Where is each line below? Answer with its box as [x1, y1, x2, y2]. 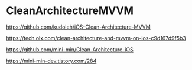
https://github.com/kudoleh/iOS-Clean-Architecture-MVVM [6, 23, 151, 30]
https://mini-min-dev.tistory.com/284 [6, 57, 97, 64]
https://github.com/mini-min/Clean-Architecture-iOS [6, 45, 134, 53]
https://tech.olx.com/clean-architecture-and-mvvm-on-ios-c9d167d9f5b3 [6, 34, 186, 41]
